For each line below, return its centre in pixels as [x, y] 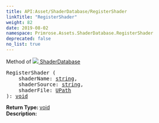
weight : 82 [19, 22]
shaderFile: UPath [45, 90]
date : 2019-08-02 [27, 28]
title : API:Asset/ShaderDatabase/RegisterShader [67, 11]
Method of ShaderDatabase [43, 61]
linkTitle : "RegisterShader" [42, 17]
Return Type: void [28, 107]
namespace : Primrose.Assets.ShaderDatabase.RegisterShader [80, 33]
